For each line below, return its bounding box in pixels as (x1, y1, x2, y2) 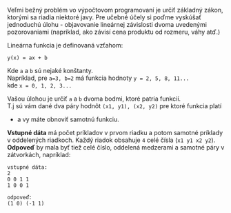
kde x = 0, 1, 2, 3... (7, 81, 72, 89)
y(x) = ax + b (7, 54, 48, 61)
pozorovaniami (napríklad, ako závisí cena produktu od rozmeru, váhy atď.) (7, 28, 221, 36)
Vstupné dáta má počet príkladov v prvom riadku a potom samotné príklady (7, 129, 223, 136)
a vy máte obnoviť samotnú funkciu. (17, 115, 119, 123)
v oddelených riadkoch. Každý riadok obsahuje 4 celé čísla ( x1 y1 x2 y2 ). (7, 136, 216, 144)
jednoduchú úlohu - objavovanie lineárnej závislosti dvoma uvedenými (7, 21, 207, 28)
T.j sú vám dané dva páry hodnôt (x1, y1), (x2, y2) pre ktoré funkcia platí (7, 102, 222, 110)
